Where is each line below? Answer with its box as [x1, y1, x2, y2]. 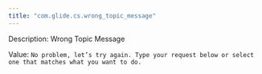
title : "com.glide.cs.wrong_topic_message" [8, 11, 157, 20]
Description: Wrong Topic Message [8, 34, 125, 43]
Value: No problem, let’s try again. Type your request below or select [8, 49, 255, 59]
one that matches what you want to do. [8, 58, 142, 66]
